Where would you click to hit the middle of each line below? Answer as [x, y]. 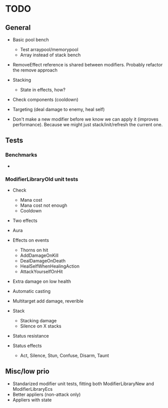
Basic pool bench [31, 40]
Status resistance [31, 336]
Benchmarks [21, 155]
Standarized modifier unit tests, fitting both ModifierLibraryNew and [83, 384]
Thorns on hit [34, 250]
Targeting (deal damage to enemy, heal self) [59, 109]
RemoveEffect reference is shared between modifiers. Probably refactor [88, 65]
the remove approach [35, 70]
